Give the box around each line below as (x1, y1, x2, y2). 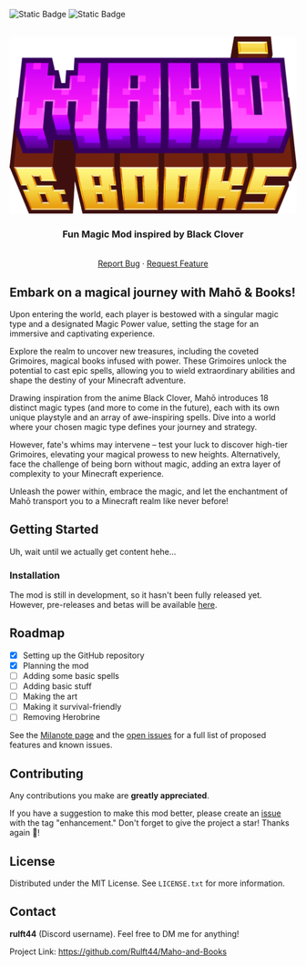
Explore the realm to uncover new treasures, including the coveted (9, 345, 260, 356)
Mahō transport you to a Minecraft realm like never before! (9, 495, 229, 506)
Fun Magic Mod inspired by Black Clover (62, 228, 244, 241)
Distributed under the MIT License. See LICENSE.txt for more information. (9, 878, 285, 889)
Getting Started (9, 522, 99, 538)
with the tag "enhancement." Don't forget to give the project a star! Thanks (9, 817, 290, 828)
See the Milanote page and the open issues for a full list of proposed (9, 730, 267, 741)
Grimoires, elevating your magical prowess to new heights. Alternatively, (9, 448, 280, 459)
